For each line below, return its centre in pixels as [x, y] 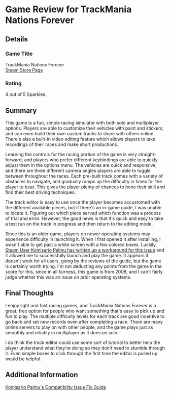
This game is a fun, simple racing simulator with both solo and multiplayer [82, 122]
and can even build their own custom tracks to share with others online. [80, 133]
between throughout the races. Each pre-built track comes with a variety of [84, 176]
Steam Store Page [24, 70]
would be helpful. [23, 359]
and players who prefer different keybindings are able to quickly [91, 160]
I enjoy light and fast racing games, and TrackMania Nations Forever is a [81, 305]
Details [16, 39]
